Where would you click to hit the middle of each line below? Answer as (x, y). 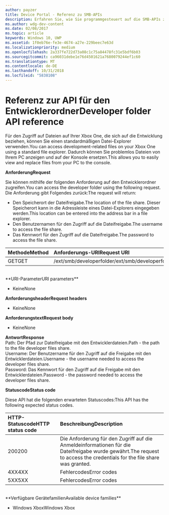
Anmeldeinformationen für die (95, 445)
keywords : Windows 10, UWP (33, 38)
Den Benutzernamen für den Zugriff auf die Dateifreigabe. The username (87, 224)
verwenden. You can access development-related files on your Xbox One (80, 146)
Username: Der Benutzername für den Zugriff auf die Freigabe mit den (78, 353)
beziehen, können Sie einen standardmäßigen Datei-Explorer (68, 141)
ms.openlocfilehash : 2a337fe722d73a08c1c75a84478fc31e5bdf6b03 (73, 52)
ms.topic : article (24, 33)
